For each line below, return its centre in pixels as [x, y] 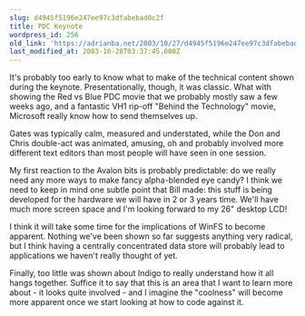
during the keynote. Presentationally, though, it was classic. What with [141, 87]
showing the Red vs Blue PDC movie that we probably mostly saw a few [144, 97]
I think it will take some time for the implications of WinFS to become [138, 227]
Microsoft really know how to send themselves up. [103, 116]
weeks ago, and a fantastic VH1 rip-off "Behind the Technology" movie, [143, 106]
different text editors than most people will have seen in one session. [138, 153]
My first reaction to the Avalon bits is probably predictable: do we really [143, 171]
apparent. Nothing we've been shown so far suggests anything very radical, [151, 236]
